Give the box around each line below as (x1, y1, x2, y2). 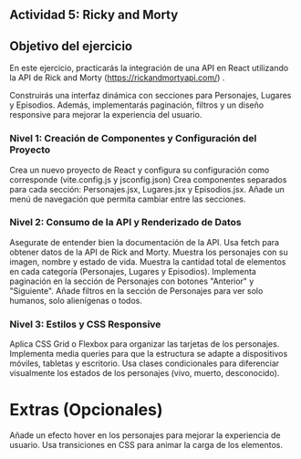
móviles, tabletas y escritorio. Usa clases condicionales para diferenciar (9, 358, 280, 369)
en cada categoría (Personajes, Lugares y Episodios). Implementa (9, 266, 257, 276)
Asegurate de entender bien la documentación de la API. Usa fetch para (9, 236, 280, 247)
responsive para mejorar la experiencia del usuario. (9, 110, 202, 120)
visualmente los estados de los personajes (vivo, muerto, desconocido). (9, 368, 280, 379)
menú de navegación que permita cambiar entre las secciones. (9, 193, 246, 204)
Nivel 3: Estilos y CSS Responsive (9, 318, 161, 330)
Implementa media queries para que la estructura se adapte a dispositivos (9, 349, 288, 360)
